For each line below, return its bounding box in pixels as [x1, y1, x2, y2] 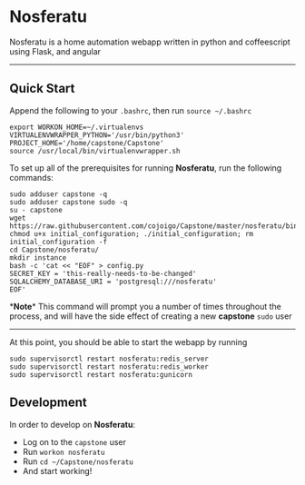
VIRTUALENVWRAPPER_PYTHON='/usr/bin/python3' [9, 130, 184, 140]
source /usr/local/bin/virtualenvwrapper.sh [9, 146, 181, 155]
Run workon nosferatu [22, 446, 105, 457]
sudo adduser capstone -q [9, 189, 107, 199]
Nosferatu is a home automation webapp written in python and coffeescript [9, 36, 290, 47]
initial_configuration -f [9, 237, 107, 246]
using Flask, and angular [9, 45, 102, 56]
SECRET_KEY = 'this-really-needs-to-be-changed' [9, 269, 197, 278]
